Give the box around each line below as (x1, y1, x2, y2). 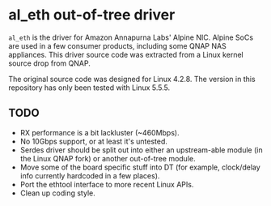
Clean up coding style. (19, 188, 95, 198)
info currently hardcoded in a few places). (19, 170, 160, 180)
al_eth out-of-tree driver (8, 6, 176, 24)
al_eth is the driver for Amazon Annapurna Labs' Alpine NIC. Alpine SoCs (8, 32, 253, 42)
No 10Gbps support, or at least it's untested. (19, 136, 168, 146)
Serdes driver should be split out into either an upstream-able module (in (19, 144, 263, 155)
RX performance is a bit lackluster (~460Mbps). (19, 127, 180, 137)
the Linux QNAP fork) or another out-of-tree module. (19, 153, 196, 163)
